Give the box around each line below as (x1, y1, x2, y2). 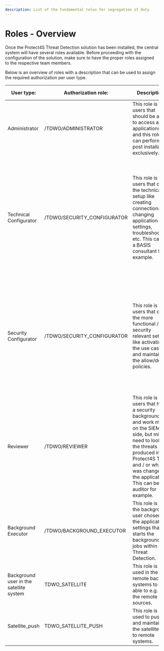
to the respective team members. (5, 60, 72, 66)
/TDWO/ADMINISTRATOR (44, 125, 103, 132)
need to (132, 437, 150, 443)
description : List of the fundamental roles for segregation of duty (5, 7, 150, 12)
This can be (132, 480, 160, 486)
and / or (132, 461, 150, 468)
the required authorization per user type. (5, 74, 87, 81)
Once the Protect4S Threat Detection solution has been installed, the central (5, 44, 159, 50)
